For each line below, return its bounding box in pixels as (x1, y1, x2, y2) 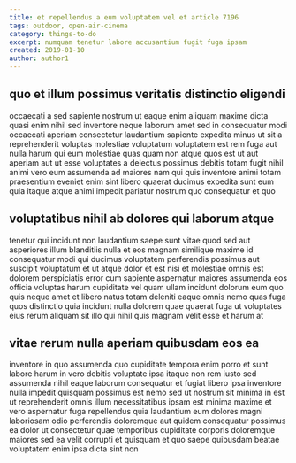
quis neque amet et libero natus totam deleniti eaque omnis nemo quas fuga (9, 291, 286, 302)
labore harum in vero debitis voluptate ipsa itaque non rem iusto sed (9, 368, 257, 379)
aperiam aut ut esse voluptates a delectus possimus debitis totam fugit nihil (9, 157, 285, 168)
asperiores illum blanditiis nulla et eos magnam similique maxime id (9, 244, 254, 255)
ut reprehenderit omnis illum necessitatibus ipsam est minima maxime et (9, 397, 272, 407)
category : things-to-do (9, 29, 97, 38)
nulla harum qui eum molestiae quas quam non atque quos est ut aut (9, 148, 259, 158)
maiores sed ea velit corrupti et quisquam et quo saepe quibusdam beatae (9, 435, 280, 445)
